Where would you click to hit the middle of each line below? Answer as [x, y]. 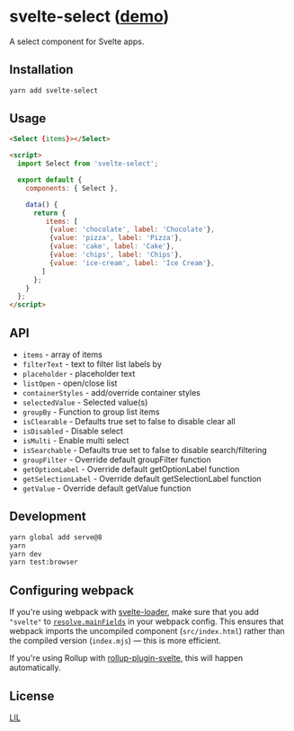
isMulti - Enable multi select [76, 441]
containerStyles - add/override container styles [111, 392]
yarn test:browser [44, 562]
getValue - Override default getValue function [107, 488]
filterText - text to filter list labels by [92, 364]
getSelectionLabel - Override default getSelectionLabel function [142, 479]
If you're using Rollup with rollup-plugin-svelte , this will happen [126, 658]
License [32, 695]
